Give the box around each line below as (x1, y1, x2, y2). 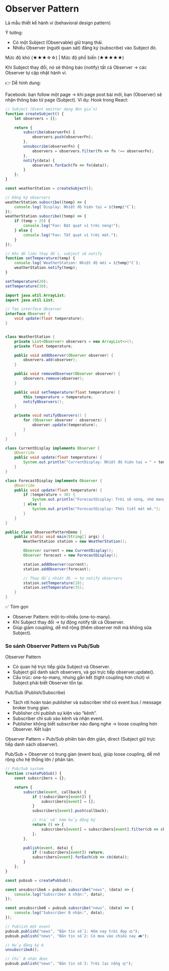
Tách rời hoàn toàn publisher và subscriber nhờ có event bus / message (12, 699, 162, 705)
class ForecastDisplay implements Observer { (5, 478, 102, 483)
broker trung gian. (12, 705, 50, 711)
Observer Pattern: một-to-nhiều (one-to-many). (12, 614, 112, 620)
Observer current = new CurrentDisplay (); (23, 548, 114, 553)
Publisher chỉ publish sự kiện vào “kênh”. (12, 710, 97, 716)
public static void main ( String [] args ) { (14, 534, 105, 540)
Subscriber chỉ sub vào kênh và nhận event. (12, 715, 104, 721)
